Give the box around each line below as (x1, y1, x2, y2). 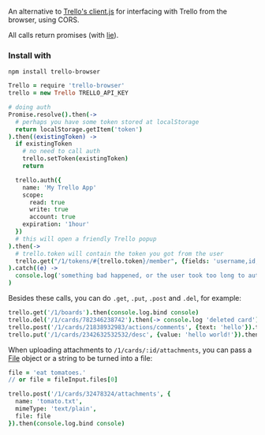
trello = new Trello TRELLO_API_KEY (8, 89, 129, 97)
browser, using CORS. (8, 15, 80, 24)
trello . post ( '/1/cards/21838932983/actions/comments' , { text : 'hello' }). (8, 323, 256, 331)
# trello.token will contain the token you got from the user (15, 249, 224, 257)
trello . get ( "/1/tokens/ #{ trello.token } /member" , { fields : (15, 257, 211, 265)
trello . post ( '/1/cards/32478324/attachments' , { (8, 390, 171, 398)
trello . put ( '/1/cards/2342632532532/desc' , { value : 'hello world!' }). (8, 331, 245, 339)
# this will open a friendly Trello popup (15, 234, 157, 243)
